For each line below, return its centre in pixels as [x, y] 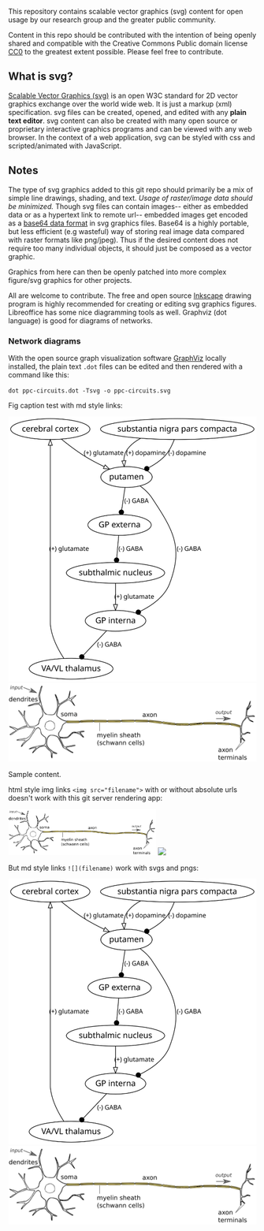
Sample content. [35, 774]
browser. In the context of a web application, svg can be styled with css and [132, 137]
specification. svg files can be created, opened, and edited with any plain [127, 112]
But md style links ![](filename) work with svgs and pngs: [104, 868]
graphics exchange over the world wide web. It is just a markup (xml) [120, 104]
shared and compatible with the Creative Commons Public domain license [128, 43]
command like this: [39, 374]
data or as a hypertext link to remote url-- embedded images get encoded [128, 214]
